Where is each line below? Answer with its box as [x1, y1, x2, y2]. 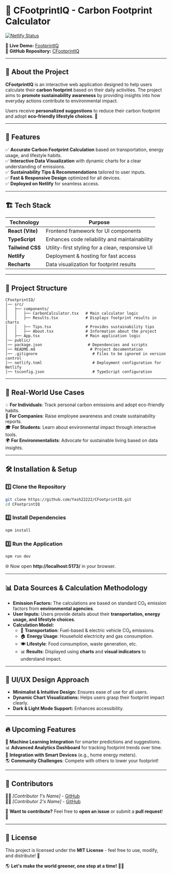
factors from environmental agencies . [12, 605, 95, 612]
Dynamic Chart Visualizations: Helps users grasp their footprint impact [12, 694, 165, 700]
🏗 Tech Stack [5, 201, 51, 210]
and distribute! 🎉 [5, 852, 40, 859]
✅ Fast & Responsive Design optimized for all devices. [5, 175, 121, 181]
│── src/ [5, 302, 24, 307]
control [5, 356, 22, 361]
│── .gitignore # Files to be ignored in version [5, 351, 166, 356]
